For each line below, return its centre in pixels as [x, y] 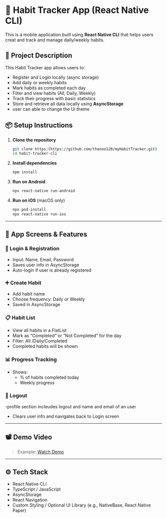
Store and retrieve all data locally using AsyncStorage [68, 104]
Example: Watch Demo [41, 452]
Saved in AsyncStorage [36, 304]
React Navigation [30, 500]
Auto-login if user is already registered [52, 270]
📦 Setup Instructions [39, 125]
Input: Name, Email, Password [43, 259]
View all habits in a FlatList [40, 331]
